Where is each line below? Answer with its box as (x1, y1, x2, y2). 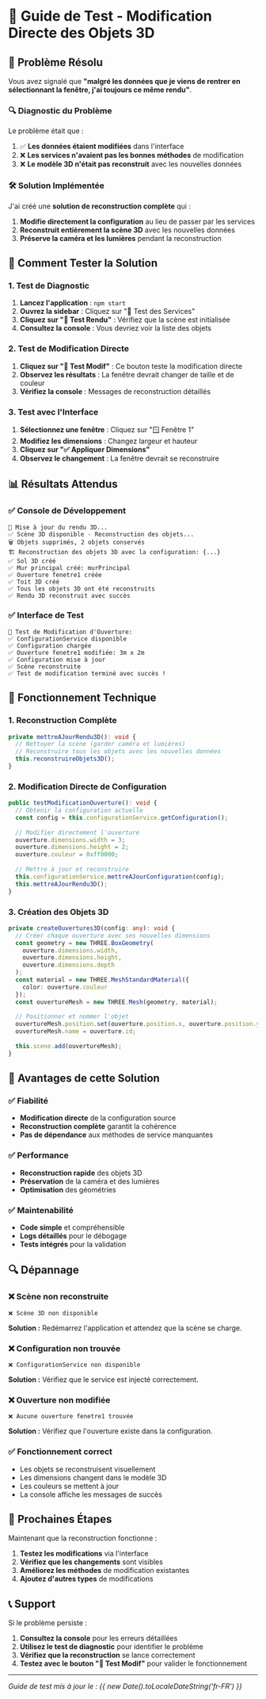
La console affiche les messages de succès (19, 1490, 162, 1499)
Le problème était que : (8, 126, 85, 136)
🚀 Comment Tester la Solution (8, 256, 158, 270)
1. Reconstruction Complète (8, 715, 117, 726)
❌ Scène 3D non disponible (8, 1309, 98, 1317)
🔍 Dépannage (8, 1264, 79, 1277)
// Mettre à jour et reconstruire (15, 866, 129, 874)
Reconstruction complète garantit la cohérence (19, 1122, 177, 1131)
